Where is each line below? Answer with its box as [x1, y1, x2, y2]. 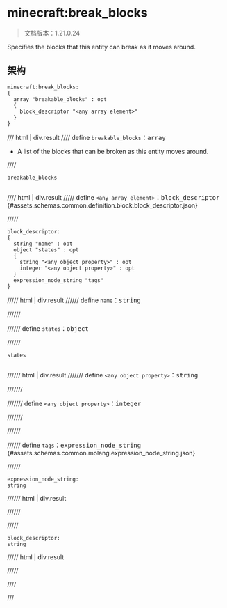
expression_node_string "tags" [13, 276, 104, 283]
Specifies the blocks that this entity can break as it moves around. [7, 42, 196, 51]
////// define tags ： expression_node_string [7, 441, 141, 449]
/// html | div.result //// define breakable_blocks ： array [7, 133, 166, 141]
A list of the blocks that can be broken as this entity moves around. [17, 147, 209, 155]
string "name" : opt [13, 240, 73, 247]
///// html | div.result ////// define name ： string [7, 296, 141, 304]
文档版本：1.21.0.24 [24, 29, 81, 37]
